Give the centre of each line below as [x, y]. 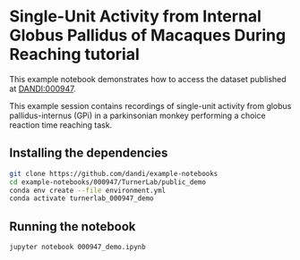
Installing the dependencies [89, 153]
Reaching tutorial [75, 55]
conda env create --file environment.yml [88, 190]
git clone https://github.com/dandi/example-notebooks [114, 173]
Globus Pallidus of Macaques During [148, 35]
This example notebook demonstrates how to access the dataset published [148, 79]
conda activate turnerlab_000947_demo [81, 198]
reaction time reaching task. [61, 125]
